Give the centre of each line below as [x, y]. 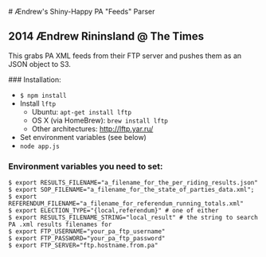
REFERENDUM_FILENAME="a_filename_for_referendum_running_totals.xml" [126, 204]
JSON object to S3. [40, 64]
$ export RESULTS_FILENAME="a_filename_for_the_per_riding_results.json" [133, 183]
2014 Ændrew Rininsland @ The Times [106, 36]
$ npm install [43, 95]
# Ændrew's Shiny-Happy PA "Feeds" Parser [82, 12]
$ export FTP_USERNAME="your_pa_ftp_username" [87, 232]
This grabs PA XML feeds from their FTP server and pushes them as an [125, 56]
